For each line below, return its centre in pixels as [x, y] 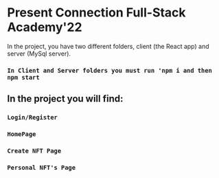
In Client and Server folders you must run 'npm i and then [110, 70]
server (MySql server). [39, 54]
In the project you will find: [65, 99]
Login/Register [33, 118]
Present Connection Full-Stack [97, 13]
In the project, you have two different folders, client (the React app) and [108, 46]
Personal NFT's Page [42, 167]
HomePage [22, 134]
